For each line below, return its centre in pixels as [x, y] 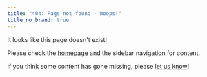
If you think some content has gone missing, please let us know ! [98, 66]
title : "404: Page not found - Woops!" [65, 13]
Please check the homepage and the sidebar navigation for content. [103, 53]
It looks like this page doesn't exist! [57, 39]
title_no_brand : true [38, 20]
